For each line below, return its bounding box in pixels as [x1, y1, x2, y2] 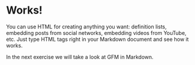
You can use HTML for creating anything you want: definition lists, [6, 23, 167, 30]
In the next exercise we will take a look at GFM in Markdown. [6, 53, 154, 60]
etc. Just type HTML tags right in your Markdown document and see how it [6, 35, 189, 43]
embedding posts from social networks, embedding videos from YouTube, [6, 29, 187, 36]
